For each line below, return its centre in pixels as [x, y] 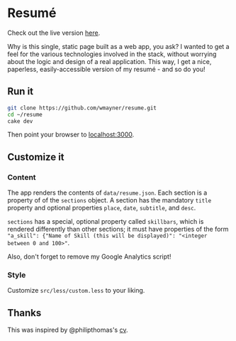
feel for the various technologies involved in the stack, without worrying [112, 54]
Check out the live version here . [54, 33]
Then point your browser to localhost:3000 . [71, 135]
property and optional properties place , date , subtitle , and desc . [102, 208]
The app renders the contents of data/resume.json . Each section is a [107, 193]
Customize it [36, 157]
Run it [21, 91]
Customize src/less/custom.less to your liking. [76, 291]
